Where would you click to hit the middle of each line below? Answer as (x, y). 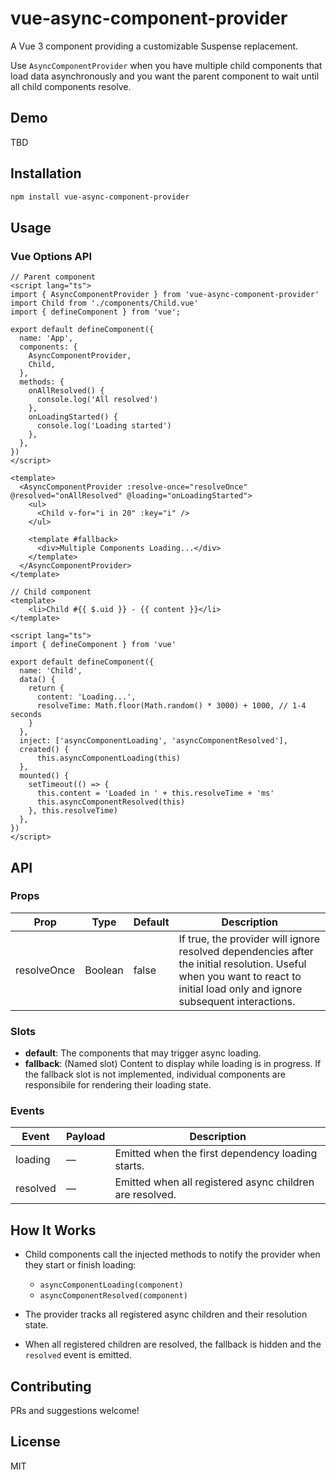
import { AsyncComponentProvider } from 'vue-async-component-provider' (165, 295)
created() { (44, 750)
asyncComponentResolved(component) (113, 1296)
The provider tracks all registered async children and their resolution (166, 1314)
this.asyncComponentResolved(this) (111, 802)
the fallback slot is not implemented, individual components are (155, 1074)
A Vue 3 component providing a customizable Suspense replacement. (154, 46)
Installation (46, 173)
